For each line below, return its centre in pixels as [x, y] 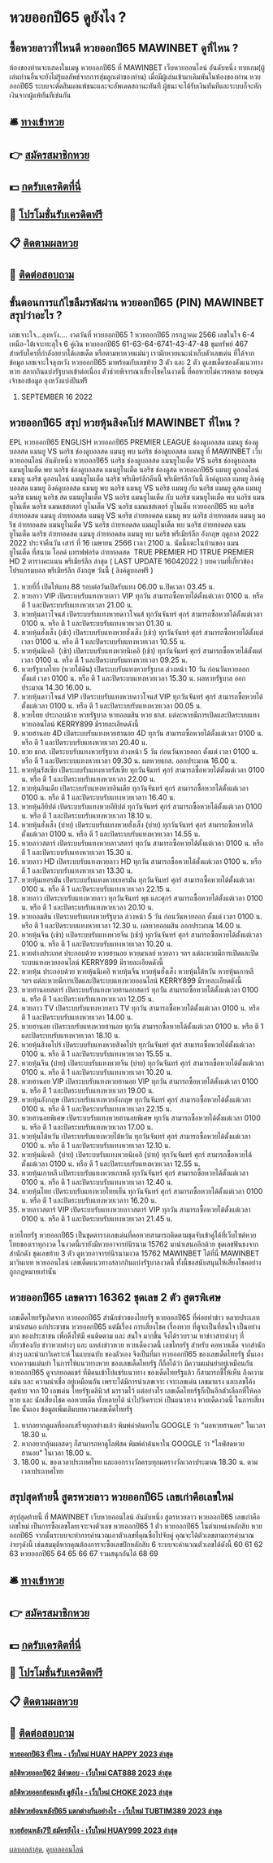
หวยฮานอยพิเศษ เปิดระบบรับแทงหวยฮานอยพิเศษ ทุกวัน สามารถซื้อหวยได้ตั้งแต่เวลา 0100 [141, 1118]
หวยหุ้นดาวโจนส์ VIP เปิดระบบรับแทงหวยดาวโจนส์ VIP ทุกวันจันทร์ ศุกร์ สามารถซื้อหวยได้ [142, 696]
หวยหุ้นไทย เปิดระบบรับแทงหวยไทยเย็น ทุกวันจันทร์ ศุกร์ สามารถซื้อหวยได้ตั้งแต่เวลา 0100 [142, 1191]
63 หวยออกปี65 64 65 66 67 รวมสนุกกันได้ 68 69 [84, 1553]
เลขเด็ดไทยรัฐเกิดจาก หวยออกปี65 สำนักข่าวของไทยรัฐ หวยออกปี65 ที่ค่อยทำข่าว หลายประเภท [135, 1317]
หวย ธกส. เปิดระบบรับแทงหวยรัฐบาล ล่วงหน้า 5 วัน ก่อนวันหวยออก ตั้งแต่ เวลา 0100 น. [139, 751]
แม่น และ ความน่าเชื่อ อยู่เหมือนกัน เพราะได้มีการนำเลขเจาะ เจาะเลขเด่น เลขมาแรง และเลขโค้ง [132, 1381]
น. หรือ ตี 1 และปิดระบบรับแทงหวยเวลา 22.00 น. [89, 778]
